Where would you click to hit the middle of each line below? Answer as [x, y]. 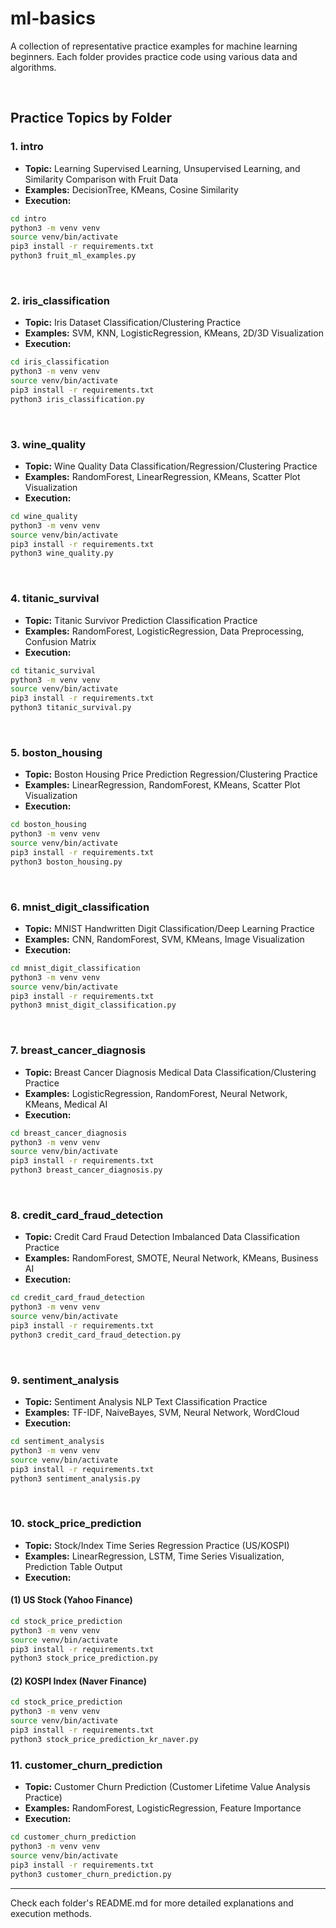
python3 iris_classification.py [77, 399]
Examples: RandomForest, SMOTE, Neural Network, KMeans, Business [171, 1258]
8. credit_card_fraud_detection [87, 1215]
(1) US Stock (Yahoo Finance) [71, 1600]
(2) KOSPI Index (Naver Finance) [79, 1681]
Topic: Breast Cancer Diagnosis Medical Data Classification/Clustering [170, 1072]
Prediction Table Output [73, 1566]
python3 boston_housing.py [66, 862]
